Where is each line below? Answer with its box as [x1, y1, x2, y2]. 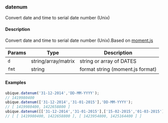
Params [7, 49, 26, 56]
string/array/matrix [30, 57, 75, 64]
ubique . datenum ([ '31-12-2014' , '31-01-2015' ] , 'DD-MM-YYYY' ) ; [5, 100, 133, 105]
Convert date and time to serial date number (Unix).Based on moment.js [5, 37, 153, 43]
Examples [5, 80, 26, 86]
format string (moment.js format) [79, 66, 157, 73]
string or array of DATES [79, 57, 136, 64]
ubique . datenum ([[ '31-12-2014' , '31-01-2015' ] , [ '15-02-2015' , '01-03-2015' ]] [5, 109, 166, 114]
